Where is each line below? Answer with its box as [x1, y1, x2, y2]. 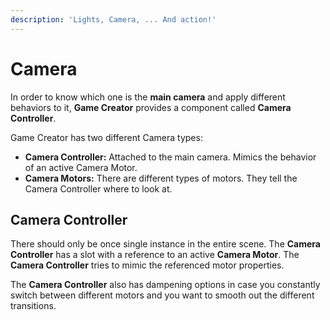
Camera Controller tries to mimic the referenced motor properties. [10, 259, 285, 271]
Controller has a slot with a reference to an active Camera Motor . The [10, 249, 300, 261]
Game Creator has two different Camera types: [10, 131, 203, 143]
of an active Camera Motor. [24, 161, 138, 173]
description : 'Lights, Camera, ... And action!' [10, 14, 217, 25]
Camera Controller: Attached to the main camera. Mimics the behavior [24, 151, 317, 163]
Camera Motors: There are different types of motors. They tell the [24, 172, 298, 184]
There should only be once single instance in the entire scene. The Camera [10, 238, 321, 250]
